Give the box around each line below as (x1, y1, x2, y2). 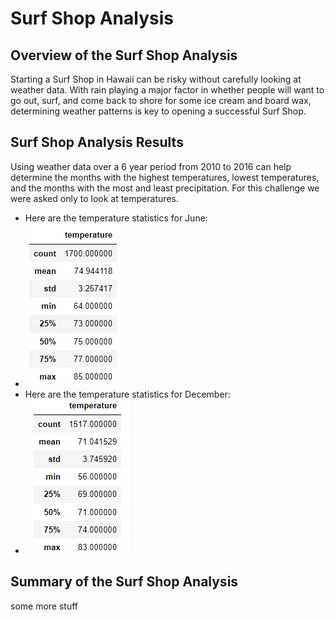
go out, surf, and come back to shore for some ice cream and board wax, (10, 95, 312, 106)
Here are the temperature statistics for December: (24, 388, 231, 400)
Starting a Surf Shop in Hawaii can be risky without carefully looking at (10, 73, 302, 85)
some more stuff (10, 600, 79, 612)
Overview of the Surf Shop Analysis (10, 47, 238, 64)
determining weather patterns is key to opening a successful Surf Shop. (10, 105, 307, 117)
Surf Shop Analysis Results (10, 134, 184, 151)
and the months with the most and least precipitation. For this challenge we (10, 182, 320, 194)
